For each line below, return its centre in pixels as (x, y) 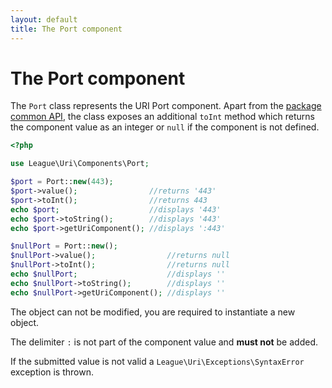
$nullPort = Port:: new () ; (64, 246)
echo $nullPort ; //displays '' (118, 274)
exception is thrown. (52, 372)
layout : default (44, 19)
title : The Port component (66, 29)
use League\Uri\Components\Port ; (80, 164)
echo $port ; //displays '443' (116, 209)
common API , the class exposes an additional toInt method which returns (162, 117)
